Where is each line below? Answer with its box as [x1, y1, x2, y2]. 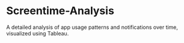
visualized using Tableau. [6, 29, 69, 37]
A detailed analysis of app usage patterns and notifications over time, [6, 24, 179, 31]
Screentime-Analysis [6, 4, 114, 18]
